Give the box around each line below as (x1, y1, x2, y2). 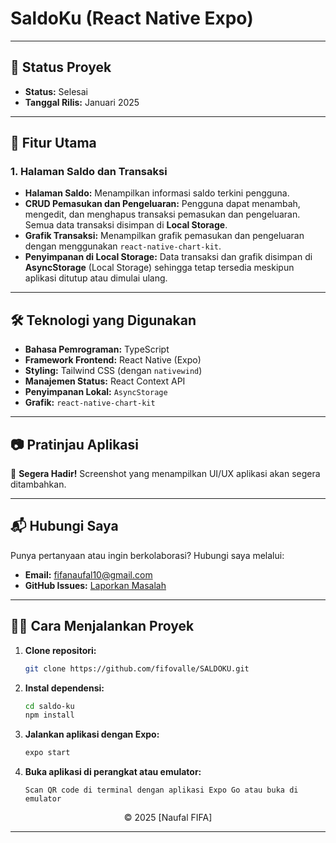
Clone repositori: (24, 644, 97, 656)
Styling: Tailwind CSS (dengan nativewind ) (24, 365, 203, 377)
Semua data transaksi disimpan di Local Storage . (24, 219, 228, 231)
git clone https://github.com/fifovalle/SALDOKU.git (24, 663, 250, 674)
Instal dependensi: (24, 682, 105, 694)
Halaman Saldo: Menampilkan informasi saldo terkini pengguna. (24, 187, 290, 199)
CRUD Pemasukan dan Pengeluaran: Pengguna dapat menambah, (24, 198, 301, 210)
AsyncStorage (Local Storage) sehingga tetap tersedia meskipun (24, 262, 295, 274)
